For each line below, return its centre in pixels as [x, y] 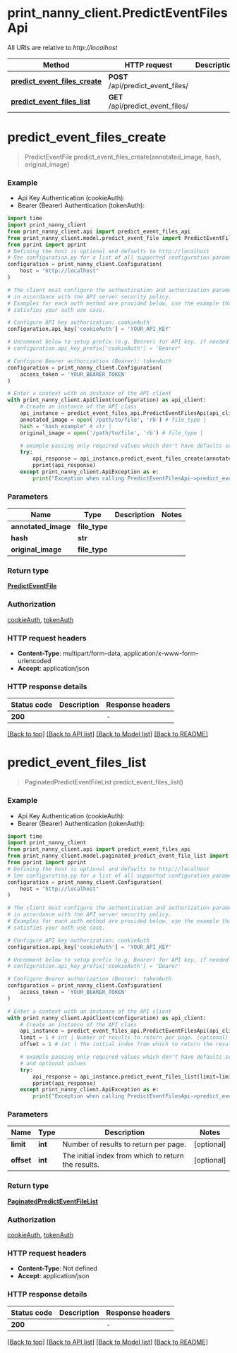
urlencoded [34, 660]
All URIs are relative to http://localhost [62, 47]
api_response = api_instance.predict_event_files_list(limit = [126, 1076]
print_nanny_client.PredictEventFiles [117, 13]
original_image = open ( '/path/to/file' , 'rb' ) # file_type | [111, 433]
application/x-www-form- [161, 653]
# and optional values [53, 1063]
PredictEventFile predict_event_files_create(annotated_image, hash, [123, 157]
